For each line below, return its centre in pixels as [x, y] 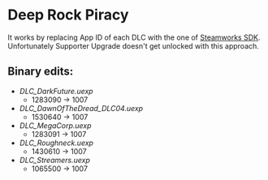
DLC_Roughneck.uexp [56, 143]
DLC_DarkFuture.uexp [56, 91]
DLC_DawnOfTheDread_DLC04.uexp [81, 108]
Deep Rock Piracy [68, 15]
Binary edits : [41, 72]
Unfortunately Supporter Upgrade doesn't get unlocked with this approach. [133, 45]
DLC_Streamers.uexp [54, 160]
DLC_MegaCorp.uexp [55, 125]
